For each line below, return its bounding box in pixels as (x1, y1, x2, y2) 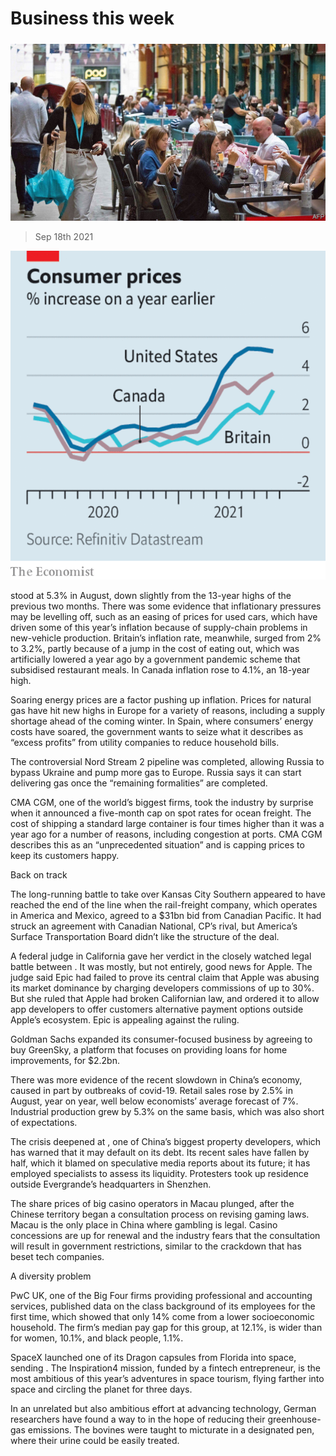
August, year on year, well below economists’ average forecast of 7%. (10, 1095, 299, 1107)
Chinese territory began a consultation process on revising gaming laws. (10, 1208, 310, 1220)
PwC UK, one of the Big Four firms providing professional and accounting (10, 1289, 313, 1301)
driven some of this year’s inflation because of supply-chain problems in (10, 621, 308, 633)
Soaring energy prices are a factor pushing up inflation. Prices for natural (10, 693, 312, 706)
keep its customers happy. (10, 849, 120, 861)
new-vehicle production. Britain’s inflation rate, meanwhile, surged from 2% (10, 632, 322, 644)
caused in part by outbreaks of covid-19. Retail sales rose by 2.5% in (10, 1084, 293, 1096)
